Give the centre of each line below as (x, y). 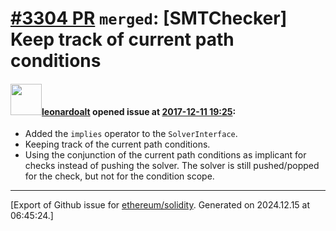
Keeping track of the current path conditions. (117, 144)
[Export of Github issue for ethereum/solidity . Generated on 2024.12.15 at (160, 205)
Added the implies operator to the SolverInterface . (131, 134)
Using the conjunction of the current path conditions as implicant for (165, 155)
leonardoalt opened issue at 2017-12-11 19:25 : (139, 111)
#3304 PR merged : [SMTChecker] (149, 18)
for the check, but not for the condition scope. (119, 176)
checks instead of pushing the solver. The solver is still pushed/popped (172, 166)
